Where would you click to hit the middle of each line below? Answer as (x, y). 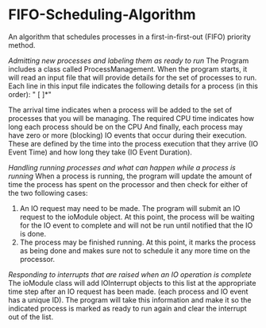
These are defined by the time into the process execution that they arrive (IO (133, 143)
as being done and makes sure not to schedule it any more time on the (135, 250)
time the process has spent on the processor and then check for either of (128, 184)
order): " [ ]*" (30, 94)
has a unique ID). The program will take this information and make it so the (130, 299)
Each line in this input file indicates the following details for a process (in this (133, 86)
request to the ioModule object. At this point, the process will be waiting (137, 217)
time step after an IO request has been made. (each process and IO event (128, 291)
